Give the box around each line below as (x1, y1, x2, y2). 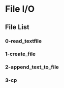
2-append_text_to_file (5, 64, 59, 70)
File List (5, 23, 30, 31)
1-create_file (5, 50, 36, 57)
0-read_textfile (5, 38, 42, 44)
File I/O (5, 3, 35, 15)
